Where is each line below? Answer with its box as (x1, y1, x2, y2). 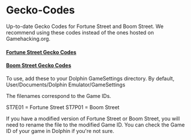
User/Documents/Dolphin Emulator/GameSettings (6, 81, 126, 88)
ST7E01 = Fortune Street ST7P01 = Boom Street (6, 103, 120, 111)
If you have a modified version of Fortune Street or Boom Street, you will (6, 115, 180, 122)
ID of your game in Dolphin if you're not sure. (6, 127, 114, 134)
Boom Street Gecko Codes (6, 62, 72, 69)
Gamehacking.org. (6, 35, 51, 42)
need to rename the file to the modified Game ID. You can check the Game (6, 121, 185, 128)
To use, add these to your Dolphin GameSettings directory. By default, (6, 75, 175, 82)
